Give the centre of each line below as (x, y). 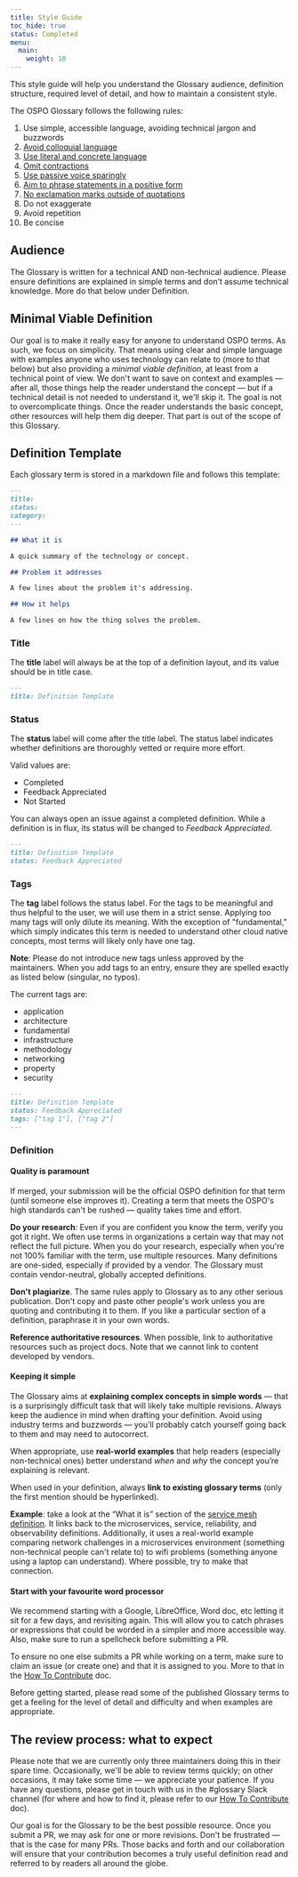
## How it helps (40, 604)
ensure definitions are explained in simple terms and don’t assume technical (149, 281)
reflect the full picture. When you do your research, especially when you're (147, 1245)
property (39, 1068)
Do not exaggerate (57, 204)
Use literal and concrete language (85, 156)
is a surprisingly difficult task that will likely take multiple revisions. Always (146, 1406)
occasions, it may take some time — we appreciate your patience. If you (142, 1780)
